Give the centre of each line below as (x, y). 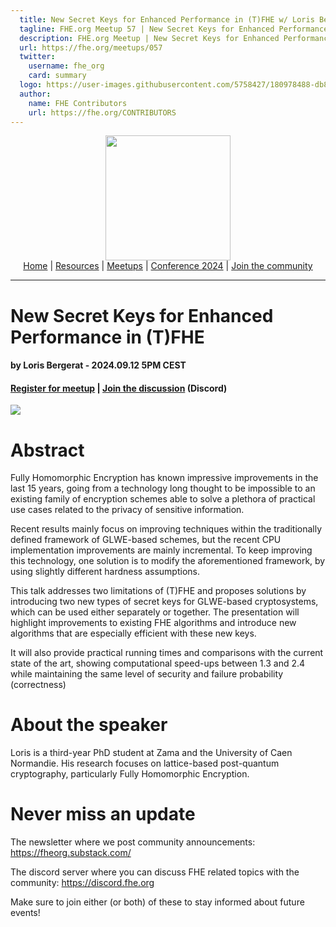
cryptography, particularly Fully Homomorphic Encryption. (130, 774)
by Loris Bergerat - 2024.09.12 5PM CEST (98, 365)
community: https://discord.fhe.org (82, 883)
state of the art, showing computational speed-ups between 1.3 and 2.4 (158, 663)
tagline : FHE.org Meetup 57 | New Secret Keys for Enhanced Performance (174, 29)
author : (35, 94)
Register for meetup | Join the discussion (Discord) (119, 388)
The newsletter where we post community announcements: (133, 842)
